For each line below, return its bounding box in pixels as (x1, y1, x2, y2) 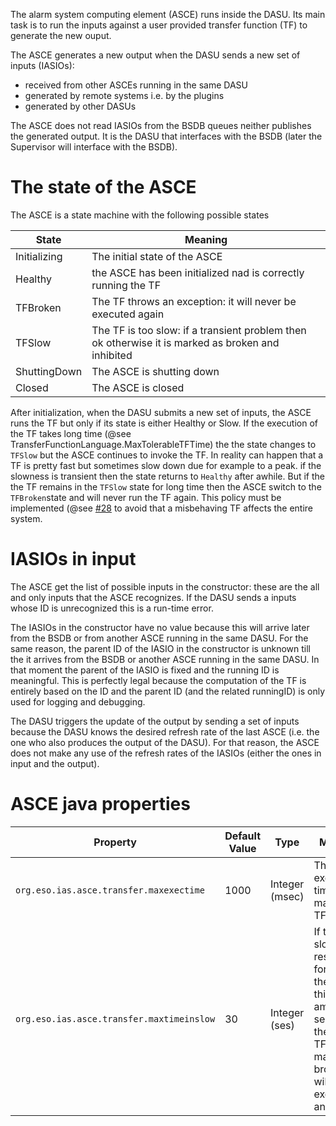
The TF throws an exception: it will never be (91, 294, 297, 308)
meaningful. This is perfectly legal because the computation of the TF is (10, 674, 307, 686)
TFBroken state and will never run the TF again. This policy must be (10, 491, 282, 503)
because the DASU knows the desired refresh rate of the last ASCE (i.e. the (10, 725, 320, 738)
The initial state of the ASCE (91, 249, 223, 263)
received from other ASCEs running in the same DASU (24, 79, 248, 91)
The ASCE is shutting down (91, 364, 220, 378)
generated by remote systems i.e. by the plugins (24, 90, 225, 101)
